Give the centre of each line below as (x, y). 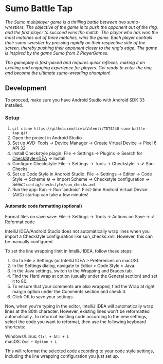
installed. (14, 105)
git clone (22, 129)
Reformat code (20, 222)
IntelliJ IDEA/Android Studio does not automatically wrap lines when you (77, 231)
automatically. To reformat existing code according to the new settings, (76, 317)
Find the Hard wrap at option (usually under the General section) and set (85, 276)
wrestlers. (15, 27)
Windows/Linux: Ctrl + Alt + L (37, 336)
